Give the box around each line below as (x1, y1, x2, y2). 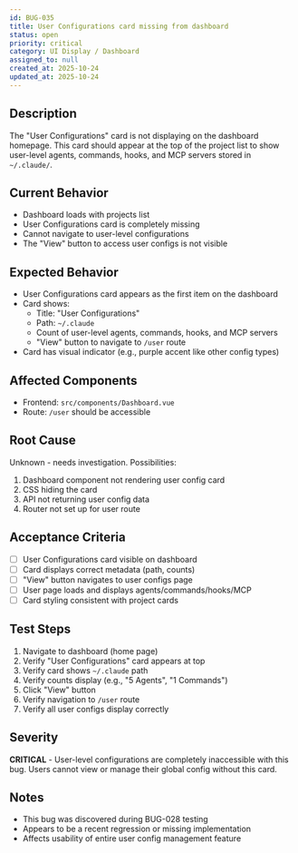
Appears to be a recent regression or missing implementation (22, 823, 252, 835)
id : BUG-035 (9, 13, 54, 23)
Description (9, 106, 77, 122)
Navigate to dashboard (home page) (22, 645, 159, 656)
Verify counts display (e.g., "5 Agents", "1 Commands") (22, 674, 228, 685)
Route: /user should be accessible (22, 407, 151, 417)
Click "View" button (22, 684, 97, 695)
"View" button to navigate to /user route (35, 337, 187, 348)
